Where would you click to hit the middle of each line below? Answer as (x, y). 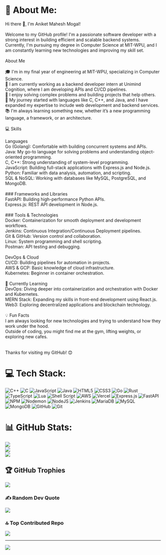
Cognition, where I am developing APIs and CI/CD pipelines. (66, 89)
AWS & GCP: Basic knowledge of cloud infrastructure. (60, 268)
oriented (14, 157)
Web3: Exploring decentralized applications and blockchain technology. (78, 304)
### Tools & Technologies (32, 215)
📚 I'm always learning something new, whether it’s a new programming (78, 111)
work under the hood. (27, 326)
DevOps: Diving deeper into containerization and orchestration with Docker (82, 289)
